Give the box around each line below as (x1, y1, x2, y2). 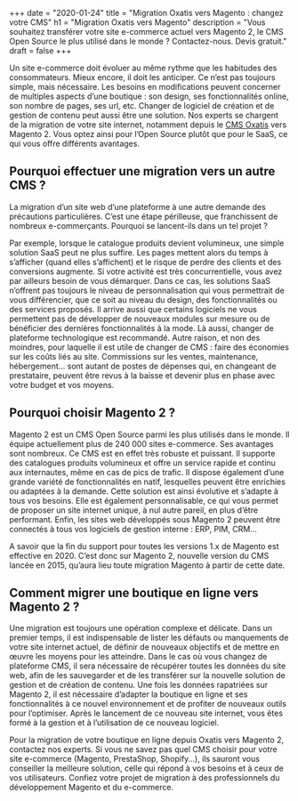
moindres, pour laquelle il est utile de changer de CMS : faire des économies (9, 342, 289, 352)
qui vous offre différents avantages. (9, 138, 141, 149)
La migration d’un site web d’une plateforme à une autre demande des (9, 201, 267, 212)
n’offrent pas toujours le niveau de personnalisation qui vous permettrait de (9, 285, 285, 295)
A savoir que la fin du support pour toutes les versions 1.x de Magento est (9, 540, 279, 551)
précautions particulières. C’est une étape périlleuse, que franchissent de (9, 211, 278, 222)
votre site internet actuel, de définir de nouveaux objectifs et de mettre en (9, 642, 280, 652)
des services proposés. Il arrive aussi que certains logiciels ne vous (9, 303, 258, 314)
